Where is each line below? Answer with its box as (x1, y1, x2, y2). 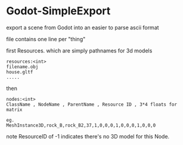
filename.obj (6, 64, 39, 70)
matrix (6, 106, 23, 113)
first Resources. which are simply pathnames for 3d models (6, 47, 153, 54)
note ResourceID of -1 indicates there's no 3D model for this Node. (6, 132, 170, 140)
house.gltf (6, 69, 33, 75)
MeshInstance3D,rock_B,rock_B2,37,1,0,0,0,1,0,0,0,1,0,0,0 (6, 122, 156, 128)
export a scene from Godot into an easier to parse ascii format (6, 24, 159, 31)
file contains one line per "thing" (6, 35, 86, 42)
